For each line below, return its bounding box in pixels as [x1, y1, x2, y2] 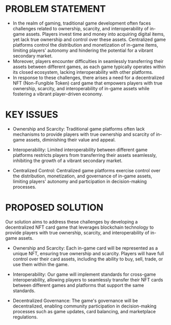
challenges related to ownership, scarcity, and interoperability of [12, 25, 149, 31]
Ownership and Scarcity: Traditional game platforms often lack [12, 126, 145, 132]
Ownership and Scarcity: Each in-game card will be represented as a [12, 245, 158, 251]
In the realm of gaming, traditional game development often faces [12, 20, 151, 26]
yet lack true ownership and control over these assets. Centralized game [12, 36, 166, 43]
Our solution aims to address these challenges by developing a [5, 218, 138, 225]
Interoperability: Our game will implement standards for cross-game [12, 271, 156, 277]
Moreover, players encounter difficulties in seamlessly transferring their [12, 58, 164, 64]
